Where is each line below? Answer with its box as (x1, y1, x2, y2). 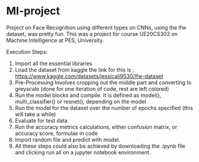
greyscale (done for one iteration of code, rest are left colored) (14, 85, 169, 92)
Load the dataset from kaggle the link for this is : (14, 66, 134, 73)
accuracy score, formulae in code (14, 130, 98, 137)
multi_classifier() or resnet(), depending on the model (14, 97, 146, 105)
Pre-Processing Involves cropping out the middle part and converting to (14, 79, 192, 86)
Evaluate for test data (14, 117, 68, 124)
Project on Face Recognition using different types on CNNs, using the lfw (6, 24, 186, 31)
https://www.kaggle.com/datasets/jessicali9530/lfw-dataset (14, 72, 163, 80)
